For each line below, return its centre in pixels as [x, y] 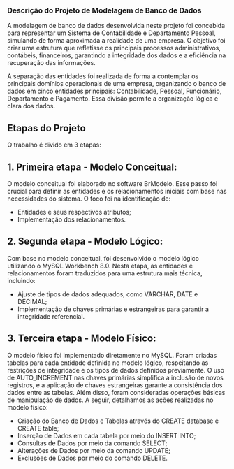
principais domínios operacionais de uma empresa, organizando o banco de [117, 84]
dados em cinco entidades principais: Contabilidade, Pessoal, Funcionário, [115, 91]
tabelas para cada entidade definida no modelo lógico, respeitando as [108, 363]
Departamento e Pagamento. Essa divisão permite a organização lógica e [113, 99]
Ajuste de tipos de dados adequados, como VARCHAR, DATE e [108, 294]
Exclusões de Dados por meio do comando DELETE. [92, 458]
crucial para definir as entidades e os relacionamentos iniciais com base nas [117, 191]
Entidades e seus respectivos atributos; [74, 212]
